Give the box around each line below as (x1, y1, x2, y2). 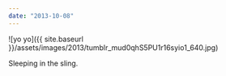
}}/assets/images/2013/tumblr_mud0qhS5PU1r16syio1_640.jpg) (8, 42, 219, 53)
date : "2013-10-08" (8, 11, 75, 20)
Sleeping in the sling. (8, 58, 79, 68)
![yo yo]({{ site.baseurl (8, 34, 83, 44)
